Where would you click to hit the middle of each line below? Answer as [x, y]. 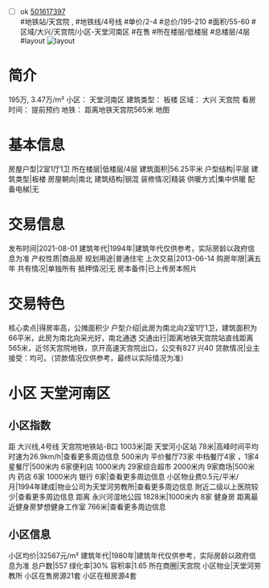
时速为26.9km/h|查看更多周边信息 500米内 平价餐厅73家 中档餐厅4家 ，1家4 [134, 456]
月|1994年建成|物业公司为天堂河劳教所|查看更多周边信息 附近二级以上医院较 [134, 487]
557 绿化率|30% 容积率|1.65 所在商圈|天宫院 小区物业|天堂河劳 [158, 565]
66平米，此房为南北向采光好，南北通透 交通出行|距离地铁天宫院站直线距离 [131, 338]
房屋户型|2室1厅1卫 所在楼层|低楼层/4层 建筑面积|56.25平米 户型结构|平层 [129, 169]
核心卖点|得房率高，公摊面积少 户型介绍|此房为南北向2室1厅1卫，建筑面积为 [133, 327]
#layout [33, 41]
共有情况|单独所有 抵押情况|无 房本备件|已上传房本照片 [107, 268]
